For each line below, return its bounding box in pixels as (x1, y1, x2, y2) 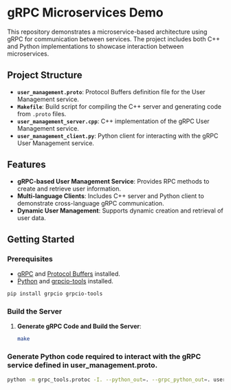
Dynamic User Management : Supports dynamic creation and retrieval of (16, 206, 223, 215)
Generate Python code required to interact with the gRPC (7, 352, 201, 362)
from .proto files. (16, 109, 67, 118)
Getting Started (7, 233, 75, 245)
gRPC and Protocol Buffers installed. (16, 270, 120, 278)
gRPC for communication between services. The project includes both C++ (7, 34, 220, 43)
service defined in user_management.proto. (7, 360, 158, 370)
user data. (16, 213, 46, 221)
